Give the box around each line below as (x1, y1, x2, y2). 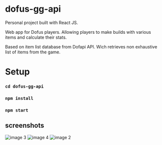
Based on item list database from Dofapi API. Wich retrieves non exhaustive (5, 44, 158, 49)
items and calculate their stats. (5, 34, 67, 40)
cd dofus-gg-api (5, 84, 44, 89)
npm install (5, 96, 34, 101)
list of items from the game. (5, 49, 61, 55)
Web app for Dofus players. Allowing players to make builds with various (5, 29, 151, 35)
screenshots (5, 121, 45, 130)
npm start (5, 107, 28, 113)
